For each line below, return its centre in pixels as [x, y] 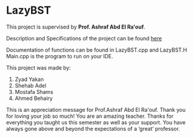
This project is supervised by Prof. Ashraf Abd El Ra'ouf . [76, 27]
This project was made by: [39, 68]
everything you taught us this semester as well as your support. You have [96, 122]
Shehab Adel [30, 85]
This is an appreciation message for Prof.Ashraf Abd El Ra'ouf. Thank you [96, 109]
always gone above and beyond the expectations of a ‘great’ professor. [93, 128]
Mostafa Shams [34, 92]
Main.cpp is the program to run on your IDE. [60, 56]
